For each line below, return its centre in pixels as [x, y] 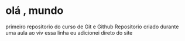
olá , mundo [35, 11]
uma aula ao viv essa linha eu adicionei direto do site [69, 32]
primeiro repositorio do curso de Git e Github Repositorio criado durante [92, 27]
